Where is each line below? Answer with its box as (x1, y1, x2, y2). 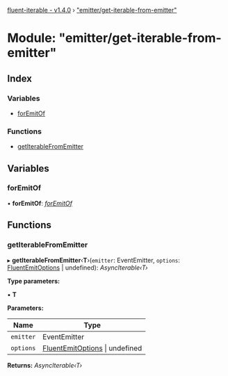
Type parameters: (7, 277, 60, 285)
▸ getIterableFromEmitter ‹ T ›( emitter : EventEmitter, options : (7, 256, 181, 264)
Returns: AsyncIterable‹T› (7, 361, 82, 369)
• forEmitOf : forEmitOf (7, 199, 73, 207)
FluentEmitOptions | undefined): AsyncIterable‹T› (7, 263, 148, 272)
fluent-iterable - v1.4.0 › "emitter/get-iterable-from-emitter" (7, 6, 177, 14)
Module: (7, 31, 56, 46)
